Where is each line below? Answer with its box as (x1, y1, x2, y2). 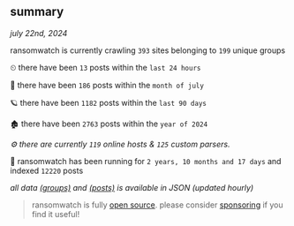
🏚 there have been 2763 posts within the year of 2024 (10, 118, 208, 129)
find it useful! (31, 208, 80, 219)
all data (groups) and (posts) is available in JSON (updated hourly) (10, 182, 254, 192)
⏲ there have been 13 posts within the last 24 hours (10, 62, 201, 72)
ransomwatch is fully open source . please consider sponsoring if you (31, 200, 283, 210)
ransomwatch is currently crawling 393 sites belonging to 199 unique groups (10, 45, 286, 56)
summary (10, 4, 64, 19)
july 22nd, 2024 (10, 27, 68, 38)
